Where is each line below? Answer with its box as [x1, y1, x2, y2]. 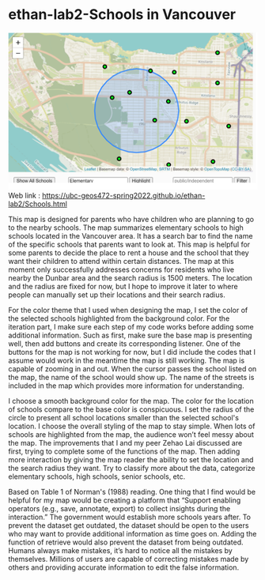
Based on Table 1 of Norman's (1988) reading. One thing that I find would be [8, 488, 256, 497]
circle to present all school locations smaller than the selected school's [8, 413, 240, 423]
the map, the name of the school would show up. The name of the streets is [8, 373, 255, 382]
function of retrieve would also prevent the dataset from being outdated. [8, 537, 244, 547]
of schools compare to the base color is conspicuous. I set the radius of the [8, 405, 255, 414]
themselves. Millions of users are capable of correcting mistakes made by [8, 555, 249, 564]
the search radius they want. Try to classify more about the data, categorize [8, 464, 256, 473]
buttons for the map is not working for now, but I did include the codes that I [8, 348, 256, 357]
